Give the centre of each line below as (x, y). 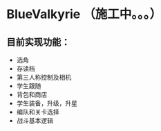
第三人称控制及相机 (44, 77)
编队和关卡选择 (38, 112)
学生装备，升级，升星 (47, 103)
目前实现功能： (38, 42)
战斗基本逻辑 (35, 121)
